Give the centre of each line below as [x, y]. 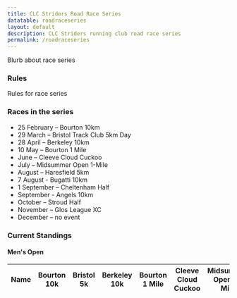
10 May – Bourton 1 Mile [52, 149]
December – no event [49, 217]
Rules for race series [37, 94]
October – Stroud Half [49, 202]
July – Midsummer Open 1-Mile [62, 164]
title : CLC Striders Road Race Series [64, 14]
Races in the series [41, 112]
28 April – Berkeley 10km [54, 142]
